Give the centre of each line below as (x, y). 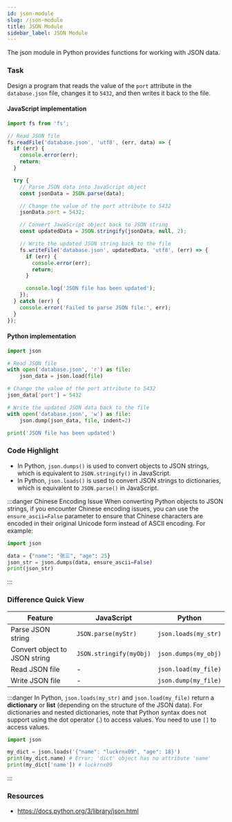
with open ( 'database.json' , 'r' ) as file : (69, 370)
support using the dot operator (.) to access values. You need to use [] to (112, 720)
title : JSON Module (35, 26)
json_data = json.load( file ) (61, 376)
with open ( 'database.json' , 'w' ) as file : (69, 414)
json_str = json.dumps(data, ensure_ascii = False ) (80, 562)
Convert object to (39, 649)
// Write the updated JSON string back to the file (95, 244)
